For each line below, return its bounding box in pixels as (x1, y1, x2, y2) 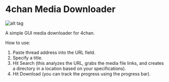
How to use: (5, 39, 30, 46)
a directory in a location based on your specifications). (12, 65, 126, 71)
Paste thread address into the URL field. (12, 49, 96, 55)
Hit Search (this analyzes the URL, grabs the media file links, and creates (12, 60, 164, 66)
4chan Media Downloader (5, 4, 116, 15)
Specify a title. (12, 54, 43, 61)
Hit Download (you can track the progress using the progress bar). (12, 70, 151, 76)
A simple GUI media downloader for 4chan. (5, 30, 95, 36)
